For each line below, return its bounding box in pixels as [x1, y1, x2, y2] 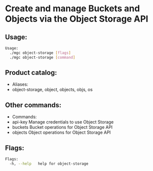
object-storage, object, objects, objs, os [12, 87, 93, 93]
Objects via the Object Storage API [5, 13, 149, 24]
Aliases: [12, 81, 28, 87]
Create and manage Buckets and [5, 3, 140, 14]
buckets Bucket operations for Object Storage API [12, 124, 113, 130]
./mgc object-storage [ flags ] [9, 50, 71, 55]
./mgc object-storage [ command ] [9, 55, 76, 60]
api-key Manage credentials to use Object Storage [12, 119, 114, 125]
